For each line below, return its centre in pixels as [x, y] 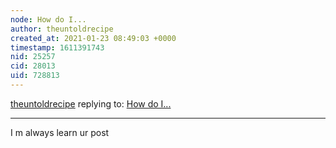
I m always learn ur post [60, 132]
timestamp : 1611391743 [57, 47]
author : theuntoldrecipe [62, 29]
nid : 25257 [33, 57]
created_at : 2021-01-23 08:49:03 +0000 [93, 38]
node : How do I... [48, 19]
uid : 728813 [35, 76]
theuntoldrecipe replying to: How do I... [91, 103]
